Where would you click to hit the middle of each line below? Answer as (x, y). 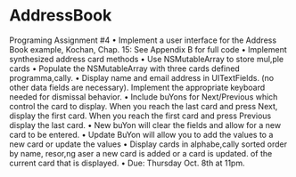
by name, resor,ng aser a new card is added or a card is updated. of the (141, 153)
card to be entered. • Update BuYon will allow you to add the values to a (141, 134)
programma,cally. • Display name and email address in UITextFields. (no (142, 77)
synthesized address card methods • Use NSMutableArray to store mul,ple (147, 59)
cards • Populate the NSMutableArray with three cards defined (125, 68)
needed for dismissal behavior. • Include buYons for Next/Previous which (144, 97)
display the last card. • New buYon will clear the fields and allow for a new (145, 125)
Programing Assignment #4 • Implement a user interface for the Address (143, 40)
